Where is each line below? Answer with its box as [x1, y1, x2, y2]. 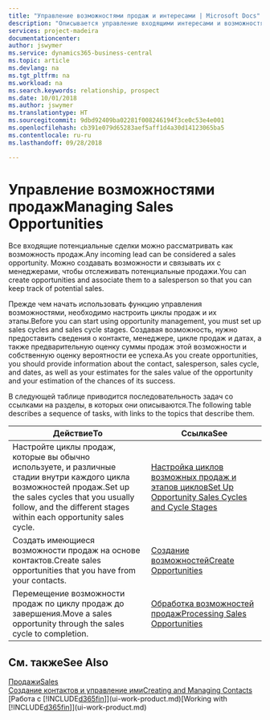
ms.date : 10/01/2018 [8, 94, 78, 102]
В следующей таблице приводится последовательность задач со [8, 391, 234, 402]
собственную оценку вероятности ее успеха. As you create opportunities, [8, 350, 259, 360]
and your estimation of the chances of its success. [8, 376, 176, 386]
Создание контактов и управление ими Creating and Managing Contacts [8, 685, 253, 695]
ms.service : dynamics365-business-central [8, 49, 153, 57]
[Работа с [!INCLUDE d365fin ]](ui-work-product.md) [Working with [8, 694, 227, 704]
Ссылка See [181, 427, 227, 439]
